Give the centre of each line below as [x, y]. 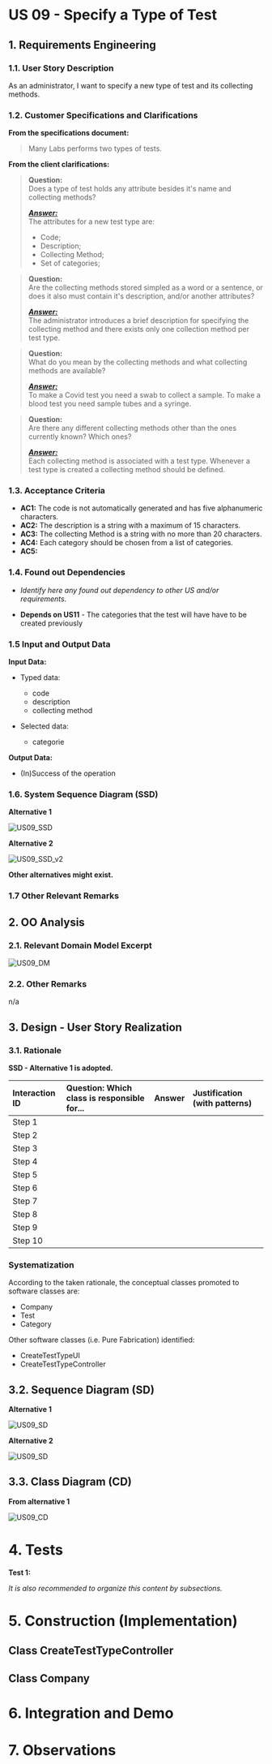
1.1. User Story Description [62, 68]
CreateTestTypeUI [50, 1356]
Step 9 [25, 1227]
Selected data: [44, 726]
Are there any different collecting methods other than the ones [132, 428]
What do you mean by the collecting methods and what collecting [138, 362]
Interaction [34, 1093]
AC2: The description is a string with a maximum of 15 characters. [130, 526]
